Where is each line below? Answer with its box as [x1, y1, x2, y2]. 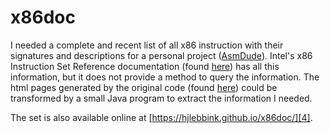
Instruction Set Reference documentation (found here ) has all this [10, 60, 280, 72]
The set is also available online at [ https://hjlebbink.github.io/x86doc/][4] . [10, 111, 313, 123]
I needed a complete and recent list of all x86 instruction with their [10, 39, 284, 51]
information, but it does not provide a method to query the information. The [10, 71, 320, 83]
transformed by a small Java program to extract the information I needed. [10, 92, 313, 104]
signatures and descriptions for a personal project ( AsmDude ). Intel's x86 [10, 49, 313, 61]
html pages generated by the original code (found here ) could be [10, 81, 278, 93]
